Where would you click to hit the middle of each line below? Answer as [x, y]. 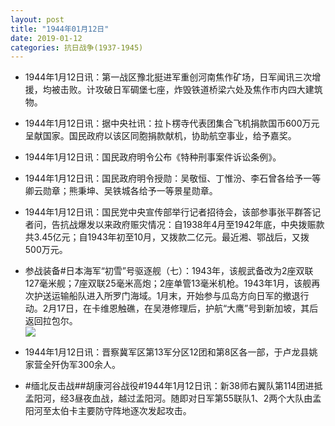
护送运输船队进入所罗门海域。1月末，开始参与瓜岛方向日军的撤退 [167, 296]
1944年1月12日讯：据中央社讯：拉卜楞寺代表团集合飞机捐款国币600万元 [172, 123]
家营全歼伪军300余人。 [73, 365]
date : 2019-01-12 [46, 38]
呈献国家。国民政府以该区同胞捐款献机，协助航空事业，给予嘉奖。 [160, 136]
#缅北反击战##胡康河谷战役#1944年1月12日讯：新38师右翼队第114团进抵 [173, 386]
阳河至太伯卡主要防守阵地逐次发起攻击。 [108, 411]
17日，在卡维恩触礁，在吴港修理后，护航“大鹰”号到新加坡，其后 [187, 308]
